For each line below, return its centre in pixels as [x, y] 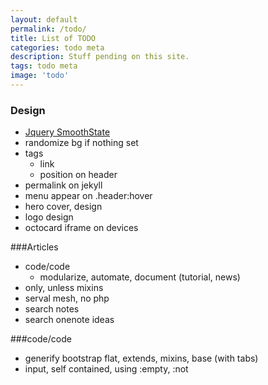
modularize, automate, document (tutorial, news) [140, 277]
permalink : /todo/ [48, 29]
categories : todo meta [57, 47]
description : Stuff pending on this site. [100, 57]
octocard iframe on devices [81, 228]
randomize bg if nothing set [81, 143]
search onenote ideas [69, 320]
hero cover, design [63, 207]
